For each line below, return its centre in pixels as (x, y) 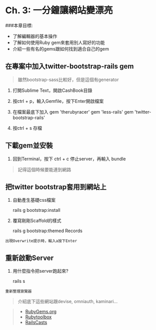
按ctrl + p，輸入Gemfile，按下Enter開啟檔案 (58, 101)
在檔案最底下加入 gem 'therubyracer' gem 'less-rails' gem (73, 112)
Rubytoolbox (38, 317)
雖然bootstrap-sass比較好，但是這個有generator (68, 80)
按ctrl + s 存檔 (27, 128)
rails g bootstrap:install (36, 210)
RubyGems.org (41, 312)
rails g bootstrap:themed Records (47, 231)
